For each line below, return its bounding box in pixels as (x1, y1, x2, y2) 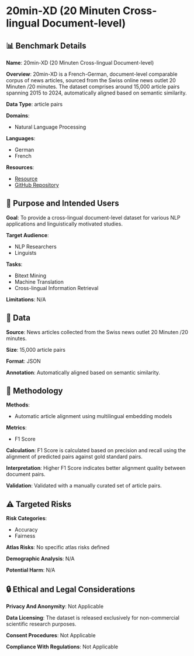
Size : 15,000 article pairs (6, 346, 66, 353)
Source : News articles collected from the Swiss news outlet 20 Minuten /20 (6, 328, 188, 335)
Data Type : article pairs (6, 101, 63, 107)
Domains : (6, 112, 30, 119)
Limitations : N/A (6, 295, 46, 303)
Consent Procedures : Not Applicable (6, 632, 96, 639)
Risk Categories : (6, 515, 47, 522)
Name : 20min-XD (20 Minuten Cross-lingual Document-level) (6, 59, 154, 66)
